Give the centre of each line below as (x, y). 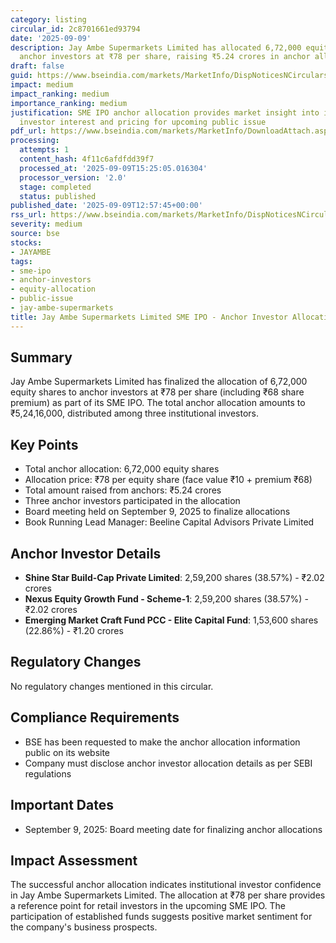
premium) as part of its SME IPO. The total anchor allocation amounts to (158, 403)
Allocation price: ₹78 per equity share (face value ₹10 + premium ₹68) (168, 480)
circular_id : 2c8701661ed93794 (75, 29)
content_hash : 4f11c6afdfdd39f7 (87, 159)
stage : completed (55, 187)
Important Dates (62, 805)
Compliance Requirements (95, 717)
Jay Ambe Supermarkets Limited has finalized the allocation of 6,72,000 (159, 382)
